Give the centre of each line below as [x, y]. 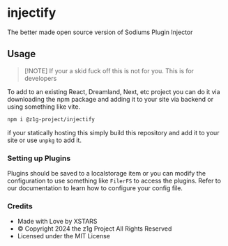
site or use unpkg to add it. [45, 140]
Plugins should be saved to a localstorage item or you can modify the [107, 173]
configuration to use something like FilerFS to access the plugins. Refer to [114, 180]
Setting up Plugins [39, 158]
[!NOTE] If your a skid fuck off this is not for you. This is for [109, 70]
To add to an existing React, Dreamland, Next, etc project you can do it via [114, 91]
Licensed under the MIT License [63, 236]
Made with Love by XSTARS [57, 222]
